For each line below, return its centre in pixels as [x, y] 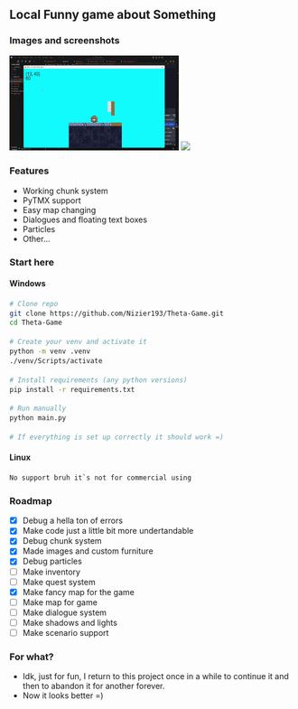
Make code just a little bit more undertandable [108, 531]
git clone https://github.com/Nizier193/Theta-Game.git [116, 313]
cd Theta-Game [36, 323]
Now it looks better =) [63, 695]
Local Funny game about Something [113, 15]
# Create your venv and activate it [78, 342]
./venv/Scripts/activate [56, 360]
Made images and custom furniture [88, 551]
